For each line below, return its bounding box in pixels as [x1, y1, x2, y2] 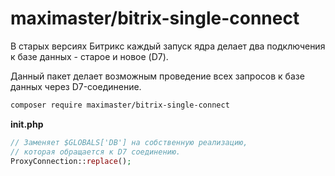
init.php [10, 118, 44, 130]
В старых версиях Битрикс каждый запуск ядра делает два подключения [10, 40, 326, 52]
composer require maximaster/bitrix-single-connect [10, 100, 230, 110]
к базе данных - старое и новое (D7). [10, 50, 169, 62]
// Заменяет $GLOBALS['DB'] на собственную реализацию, [10, 137, 248, 147]
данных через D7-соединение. [10, 80, 142, 92]
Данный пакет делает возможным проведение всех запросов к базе [10, 70, 305, 82]
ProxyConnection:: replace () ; [10, 156, 132, 166]
